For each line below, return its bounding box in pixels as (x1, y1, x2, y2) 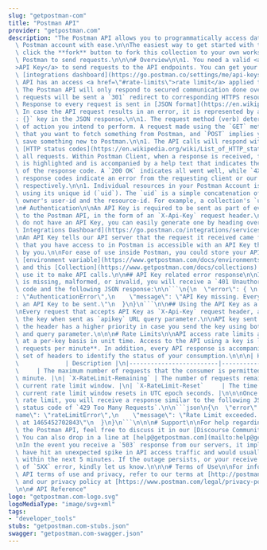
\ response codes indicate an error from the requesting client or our (15, 174, 258, 183)
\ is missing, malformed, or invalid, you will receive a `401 (15, 278, 229, 287)
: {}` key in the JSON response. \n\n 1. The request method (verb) (15, 115, 240, 123)
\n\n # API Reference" (15, 485, 87, 493)
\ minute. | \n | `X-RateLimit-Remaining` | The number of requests (15, 374, 240, 382)
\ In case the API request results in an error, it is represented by (15, 108, 254, 116)
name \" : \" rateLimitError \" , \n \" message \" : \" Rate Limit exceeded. (15, 412, 258, 419)
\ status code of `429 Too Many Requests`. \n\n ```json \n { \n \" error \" (15, 404, 258, 412)
